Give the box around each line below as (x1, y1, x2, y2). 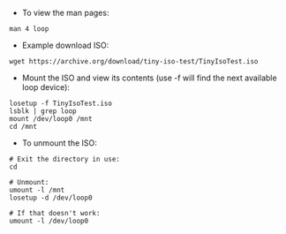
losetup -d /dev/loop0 (9, 193, 93, 202)
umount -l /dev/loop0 (9, 216, 89, 225)
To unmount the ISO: (21, 138, 97, 148)
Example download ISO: (21, 40, 109, 50)
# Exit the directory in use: (9, 155, 121, 163)
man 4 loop (9, 25, 49, 34)
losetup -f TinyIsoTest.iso (9, 99, 113, 108)
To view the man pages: (21, 8, 109, 18)
